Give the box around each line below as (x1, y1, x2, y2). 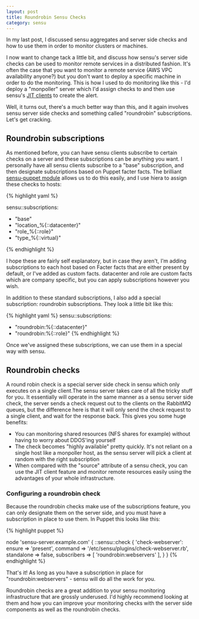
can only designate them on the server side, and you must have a (6, 509, 166, 517)
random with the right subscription (14, 456, 100, 462)
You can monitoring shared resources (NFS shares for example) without (14, 430, 191, 437)
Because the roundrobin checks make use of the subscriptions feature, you (6, 503, 191, 510)
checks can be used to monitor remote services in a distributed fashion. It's (6, 60, 191, 67)
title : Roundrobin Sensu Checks (6, 14, 86, 20)
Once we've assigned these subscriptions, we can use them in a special (6, 342, 182, 349)
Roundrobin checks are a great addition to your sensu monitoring (6, 587, 165, 594)
